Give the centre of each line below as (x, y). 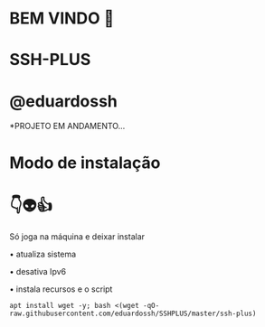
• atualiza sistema (43, 254)
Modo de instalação (85, 163)
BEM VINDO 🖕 (62, 19)
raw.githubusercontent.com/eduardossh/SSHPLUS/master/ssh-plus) (133, 314)
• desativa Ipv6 (38, 272)
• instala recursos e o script (61, 289)
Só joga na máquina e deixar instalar (77, 237)
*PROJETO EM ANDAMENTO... (67, 126)
